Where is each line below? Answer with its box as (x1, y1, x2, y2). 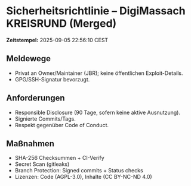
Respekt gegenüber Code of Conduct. (14, 121, 109, 128)
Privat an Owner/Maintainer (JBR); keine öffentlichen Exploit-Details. (14, 70, 183, 77)
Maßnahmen (6, 138, 55, 149)
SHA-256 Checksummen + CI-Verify (14, 155, 104, 162)
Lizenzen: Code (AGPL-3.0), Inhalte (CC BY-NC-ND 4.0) (14, 174, 152, 181)
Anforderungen (6, 93, 65, 103)
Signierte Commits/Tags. (14, 115, 76, 122)
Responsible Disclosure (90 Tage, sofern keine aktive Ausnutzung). (14, 109, 181, 116)
